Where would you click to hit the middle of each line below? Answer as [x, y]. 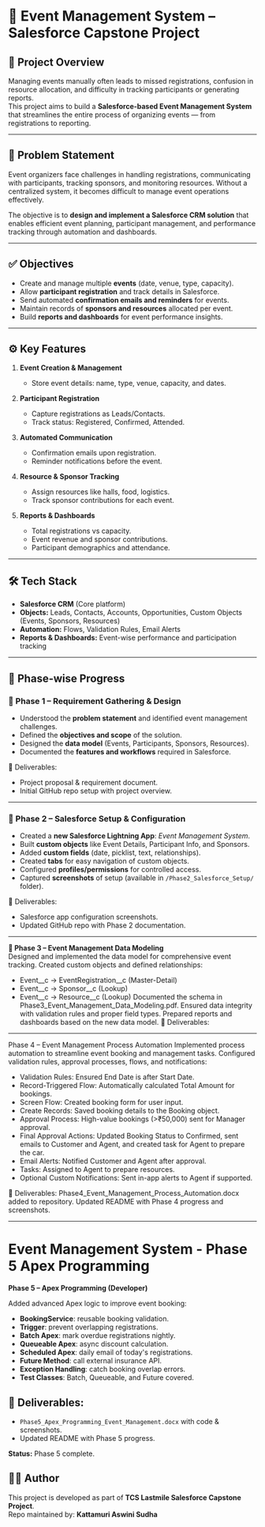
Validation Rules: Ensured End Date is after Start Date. [107, 1077]
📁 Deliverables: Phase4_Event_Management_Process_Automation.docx [124, 1193]
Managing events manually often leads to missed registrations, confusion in [131, 81]
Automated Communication [66, 437]
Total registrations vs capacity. [81, 531]
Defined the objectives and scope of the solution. [101, 735]
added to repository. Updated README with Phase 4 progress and [116, 1202]
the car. [32, 1153]
